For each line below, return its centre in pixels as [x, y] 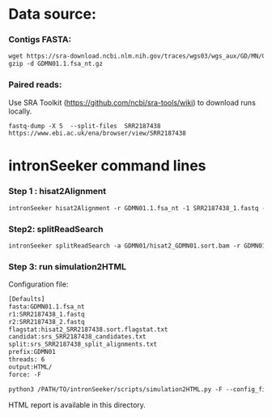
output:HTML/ [30, 367]
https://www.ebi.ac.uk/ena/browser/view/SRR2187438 [97, 134]
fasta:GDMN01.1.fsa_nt [47, 306]
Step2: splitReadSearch [56, 229]
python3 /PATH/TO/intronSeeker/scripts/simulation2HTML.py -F [115, 389]
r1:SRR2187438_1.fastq [47, 314]
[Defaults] [27, 299]
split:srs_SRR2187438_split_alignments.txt [83, 345]
